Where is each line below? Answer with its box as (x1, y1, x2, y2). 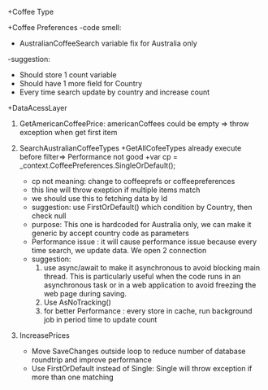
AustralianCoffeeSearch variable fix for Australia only (19, 38, 198, 48)
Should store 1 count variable (19, 70, 117, 80)
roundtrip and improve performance (31, 355, 152, 365)
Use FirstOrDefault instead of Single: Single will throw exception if (31, 364, 253, 373)
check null (31, 211, 67, 221)
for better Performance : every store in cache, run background (43, 306, 253, 316)
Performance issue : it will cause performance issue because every (31, 237, 257, 247)
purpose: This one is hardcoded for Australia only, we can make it (31, 220, 252, 229)
